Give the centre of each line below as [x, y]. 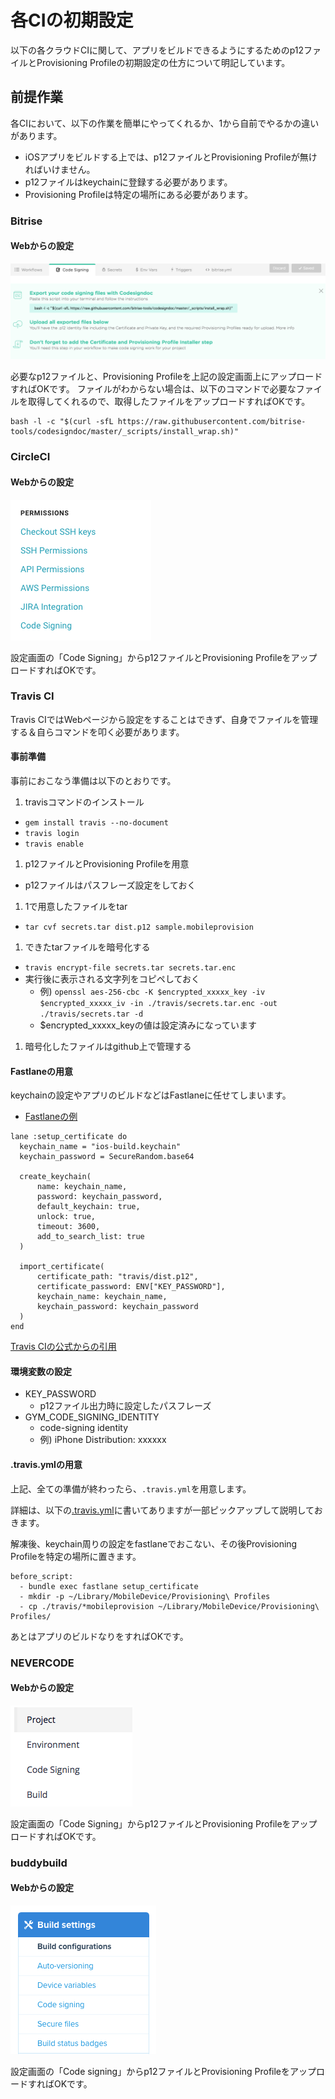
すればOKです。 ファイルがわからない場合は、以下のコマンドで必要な [153, 389]
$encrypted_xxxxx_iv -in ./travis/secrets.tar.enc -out [158, 1004]
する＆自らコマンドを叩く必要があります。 [97, 732]
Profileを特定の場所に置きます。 [76, 1556]
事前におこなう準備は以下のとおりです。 [93, 781]
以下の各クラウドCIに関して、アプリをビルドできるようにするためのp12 [157, 50]
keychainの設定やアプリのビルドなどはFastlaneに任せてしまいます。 [151, 1095]
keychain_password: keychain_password [117, 1307]
